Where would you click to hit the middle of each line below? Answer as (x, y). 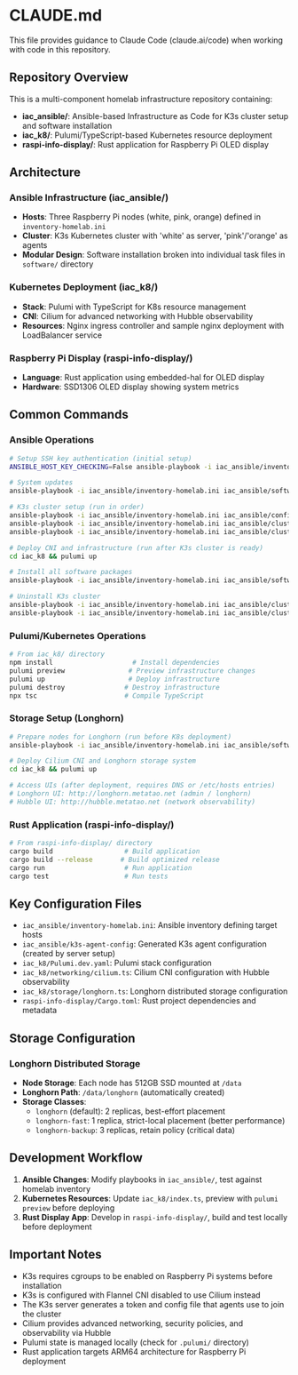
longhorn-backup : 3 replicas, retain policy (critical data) (135, 1130)
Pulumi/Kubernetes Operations (78, 636)
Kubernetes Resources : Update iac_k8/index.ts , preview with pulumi (150, 1198)
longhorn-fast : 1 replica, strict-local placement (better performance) (160, 1120)
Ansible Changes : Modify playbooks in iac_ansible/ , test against (142, 1179)
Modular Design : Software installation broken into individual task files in (153, 255)
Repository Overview (69, 78)
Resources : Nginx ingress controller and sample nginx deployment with (153, 325)
